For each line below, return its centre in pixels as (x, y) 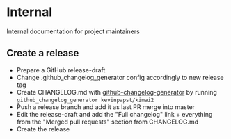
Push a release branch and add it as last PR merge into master (106, 107)
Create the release (43, 129)
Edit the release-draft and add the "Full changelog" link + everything (114, 114)
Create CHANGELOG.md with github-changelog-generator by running (117, 92)
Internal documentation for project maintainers (73, 31)
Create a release (43, 53)
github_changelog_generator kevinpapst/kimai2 (85, 100)
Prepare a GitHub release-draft (61, 69)
